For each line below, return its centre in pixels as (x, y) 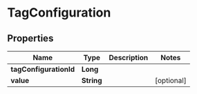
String (92, 81)
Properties (30, 38)
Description (129, 58)
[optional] (170, 81)
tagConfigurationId (43, 69)
